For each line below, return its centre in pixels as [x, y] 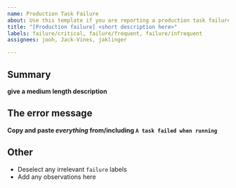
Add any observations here [57, 177]
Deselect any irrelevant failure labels [72, 169]
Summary [29, 74]
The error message [50, 113]
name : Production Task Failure [53, 14]
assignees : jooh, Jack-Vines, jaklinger [67, 40]
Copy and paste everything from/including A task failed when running [112, 130]
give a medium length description [57, 91]
